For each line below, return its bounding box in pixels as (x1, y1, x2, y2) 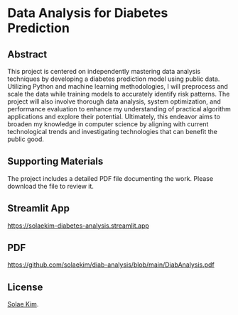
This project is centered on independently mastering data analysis (7, 67, 201, 75)
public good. (7, 135, 45, 143)
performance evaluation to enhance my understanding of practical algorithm (7, 105, 231, 113)
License (7, 281, 43, 293)
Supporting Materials (7, 155, 104, 167)
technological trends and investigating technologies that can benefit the (7, 128, 218, 136)
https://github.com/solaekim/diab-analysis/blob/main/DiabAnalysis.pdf (7, 260, 215, 269)
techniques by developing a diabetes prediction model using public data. (7, 74, 220, 83)
